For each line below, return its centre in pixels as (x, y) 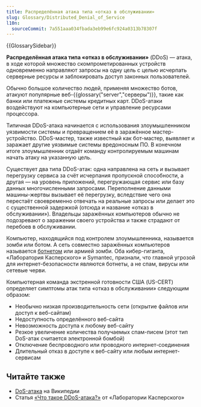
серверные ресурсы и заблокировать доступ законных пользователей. (98, 76)
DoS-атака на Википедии (47, 391)
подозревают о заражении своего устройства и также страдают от (93, 220)
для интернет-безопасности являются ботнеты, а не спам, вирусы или (97, 264)
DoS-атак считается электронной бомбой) (70, 338)
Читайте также (36, 377)
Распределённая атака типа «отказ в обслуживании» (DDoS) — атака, (99, 57)
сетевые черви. (26, 270)
